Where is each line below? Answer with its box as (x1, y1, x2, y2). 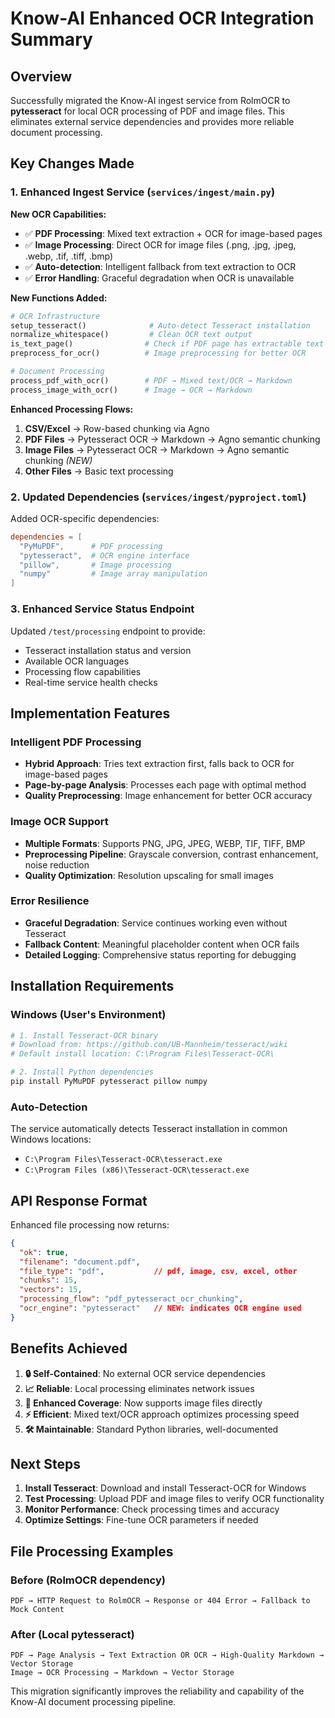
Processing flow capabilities (24, 665, 142, 677)
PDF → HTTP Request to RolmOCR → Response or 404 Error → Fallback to (10, 1596, 311, 1606)
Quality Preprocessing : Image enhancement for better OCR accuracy (24, 790, 313, 802)
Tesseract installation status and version (24, 644, 192, 656)
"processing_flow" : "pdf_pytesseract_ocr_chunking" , (19, 1294, 244, 1304)
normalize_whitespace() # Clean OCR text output (10, 330, 253, 340)
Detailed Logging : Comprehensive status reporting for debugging (24, 948, 297, 961)
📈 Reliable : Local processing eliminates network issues (24, 1382, 255, 1394)
